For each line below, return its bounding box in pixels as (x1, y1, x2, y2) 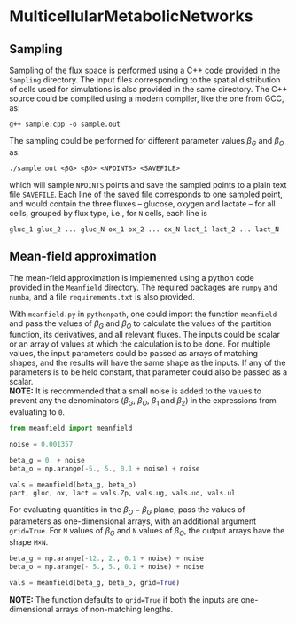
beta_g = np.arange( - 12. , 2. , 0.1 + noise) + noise (9, 554, 204, 564)
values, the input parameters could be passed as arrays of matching (9, 348, 259, 359)
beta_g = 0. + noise (9, 456, 86, 464)
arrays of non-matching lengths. (55, 604, 174, 614)
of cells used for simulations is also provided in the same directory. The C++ (9, 84, 288, 94)
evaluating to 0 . (9, 407, 65, 417)
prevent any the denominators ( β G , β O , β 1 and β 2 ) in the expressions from (9, 395, 277, 409)
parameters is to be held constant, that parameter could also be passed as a (9, 367, 288, 378)
